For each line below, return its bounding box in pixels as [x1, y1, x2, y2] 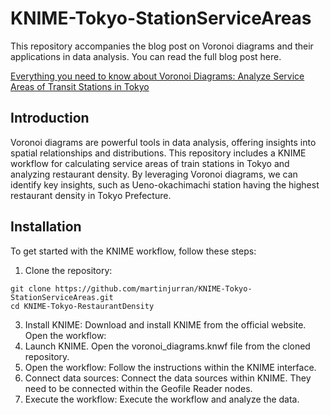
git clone [10, 283, 52, 294]
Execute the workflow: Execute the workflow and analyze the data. [24, 393, 300, 405]
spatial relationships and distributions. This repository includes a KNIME [10, 147, 307, 159]
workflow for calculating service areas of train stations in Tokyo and [10, 157, 290, 169]
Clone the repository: [24, 264, 113, 276]
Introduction [10, 110, 90, 127]
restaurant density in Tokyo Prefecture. [10, 189, 172, 201]
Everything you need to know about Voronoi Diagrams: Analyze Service [10, 70, 305, 82]
